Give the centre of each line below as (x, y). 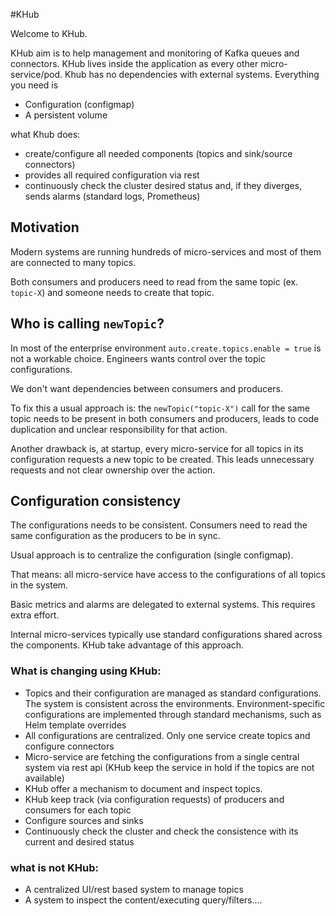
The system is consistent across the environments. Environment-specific (175, 703)
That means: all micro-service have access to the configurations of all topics (168, 575)
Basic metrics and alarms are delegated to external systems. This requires (163, 605)
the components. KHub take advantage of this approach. (127, 645)
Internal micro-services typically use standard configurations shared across (166, 635)
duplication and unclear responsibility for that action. (119, 429)
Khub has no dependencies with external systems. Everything (192, 74)
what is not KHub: (54, 867)
